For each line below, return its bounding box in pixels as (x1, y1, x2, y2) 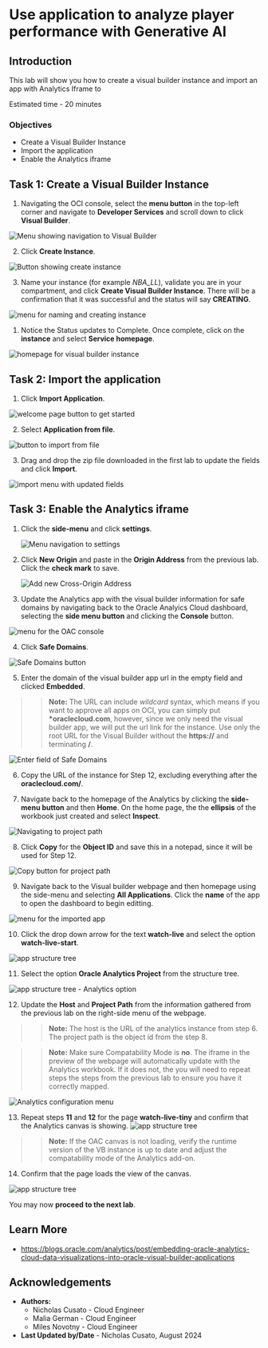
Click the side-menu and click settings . (20, 524, 152, 533)
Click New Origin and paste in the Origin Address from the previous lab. (20, 555, 259, 564)
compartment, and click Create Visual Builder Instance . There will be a (20, 286, 256, 296)
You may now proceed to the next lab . (9, 1200, 136, 1209)
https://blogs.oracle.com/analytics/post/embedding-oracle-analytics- (20, 1243, 250, 1254)
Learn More (9, 1223, 68, 1236)
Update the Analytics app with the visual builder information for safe (20, 594, 246, 603)
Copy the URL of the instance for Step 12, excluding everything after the (20, 770, 258, 780)
